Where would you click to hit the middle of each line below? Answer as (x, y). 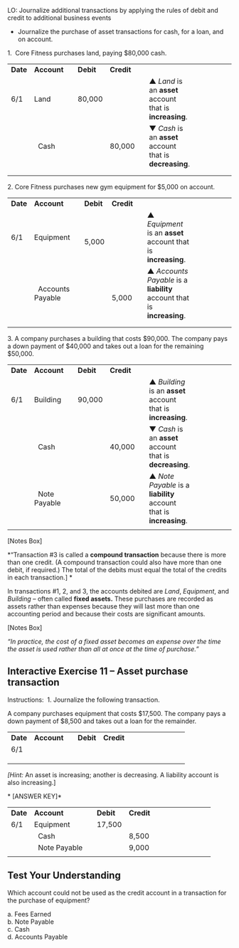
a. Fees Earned (29, 914)
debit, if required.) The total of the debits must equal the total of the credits (117, 570)
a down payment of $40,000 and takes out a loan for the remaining (106, 346)
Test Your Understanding (64, 876)
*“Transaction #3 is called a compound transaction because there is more (117, 555)
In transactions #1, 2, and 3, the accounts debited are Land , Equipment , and (118, 591)
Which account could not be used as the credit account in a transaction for (117, 892)
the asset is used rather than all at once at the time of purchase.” (103, 649)
